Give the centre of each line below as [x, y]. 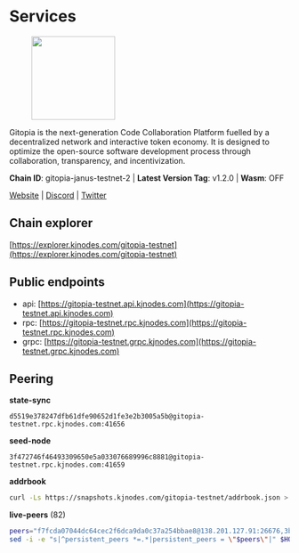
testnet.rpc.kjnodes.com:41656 [67, 425]
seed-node [30, 441]
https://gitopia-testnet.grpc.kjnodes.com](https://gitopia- [151, 341]
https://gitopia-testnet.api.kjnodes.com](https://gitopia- [142, 304]
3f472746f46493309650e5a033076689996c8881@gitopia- [107, 457]
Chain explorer [51, 223]
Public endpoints [57, 282]
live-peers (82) [38, 515]
